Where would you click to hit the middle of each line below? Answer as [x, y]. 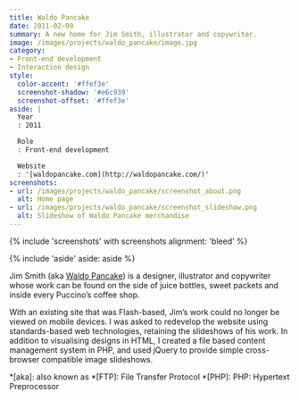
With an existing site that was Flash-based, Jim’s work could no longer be [145, 312]
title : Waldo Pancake [50, 17]
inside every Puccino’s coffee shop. [75, 295]
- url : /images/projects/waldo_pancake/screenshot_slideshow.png [133, 208]
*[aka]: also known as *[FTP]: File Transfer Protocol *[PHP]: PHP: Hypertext [149, 377]
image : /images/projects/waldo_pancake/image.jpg [104, 42]
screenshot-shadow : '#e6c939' [73, 92]
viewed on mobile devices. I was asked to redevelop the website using [139, 321]
